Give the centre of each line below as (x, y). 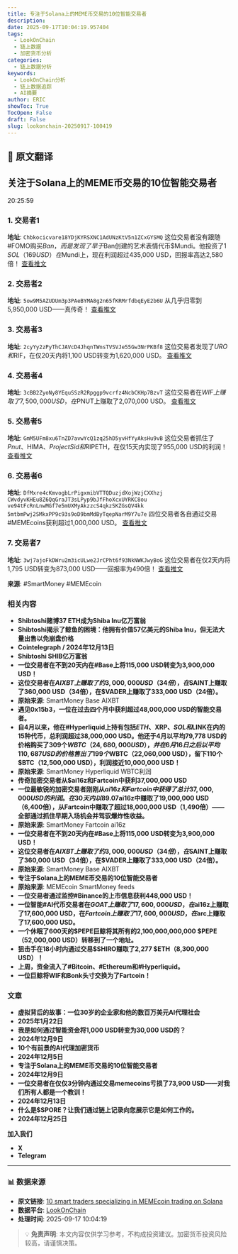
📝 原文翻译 (30, 156)
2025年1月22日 (40, 1021)
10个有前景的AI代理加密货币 (58, 1048)
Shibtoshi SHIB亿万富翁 (52, 656)
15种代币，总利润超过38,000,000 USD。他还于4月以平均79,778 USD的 (122, 736)
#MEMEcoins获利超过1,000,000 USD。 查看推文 (77, 523)
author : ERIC (27, 100)
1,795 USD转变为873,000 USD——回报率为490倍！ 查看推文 (95, 568)
